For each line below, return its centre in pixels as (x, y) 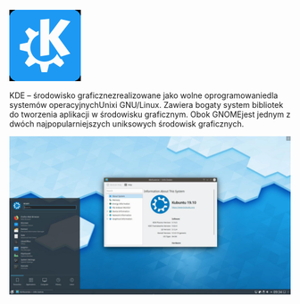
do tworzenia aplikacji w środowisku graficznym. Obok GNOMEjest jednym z (150, 114)
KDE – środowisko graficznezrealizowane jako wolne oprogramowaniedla (144, 95)
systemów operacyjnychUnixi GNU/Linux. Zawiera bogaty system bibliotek (146, 105)
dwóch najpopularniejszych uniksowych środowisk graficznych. (127, 124)
